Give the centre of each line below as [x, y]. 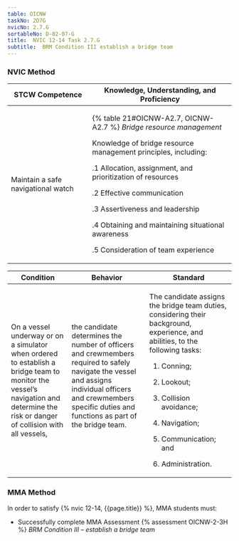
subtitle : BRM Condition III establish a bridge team [90, 47]
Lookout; [176, 382]
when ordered [34, 354]
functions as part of [104, 416]
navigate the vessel [104, 372]
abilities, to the [173, 341]
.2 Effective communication [138, 193]
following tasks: [175, 350]
